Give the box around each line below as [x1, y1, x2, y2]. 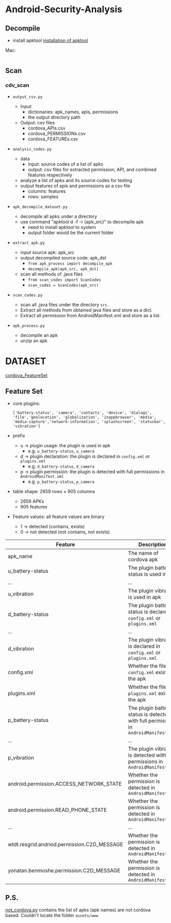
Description [138, 541, 168, 548]
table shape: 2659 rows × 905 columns [12, 489, 95, 495]
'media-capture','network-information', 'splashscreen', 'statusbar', [12, 419, 166, 424]
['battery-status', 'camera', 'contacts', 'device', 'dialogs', [12, 411, 152, 416]
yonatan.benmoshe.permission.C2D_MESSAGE [8, 867, 121, 874]
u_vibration [8, 591, 34, 598]
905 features [20, 504, 47, 510]
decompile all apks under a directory [20, 213, 98, 219]
